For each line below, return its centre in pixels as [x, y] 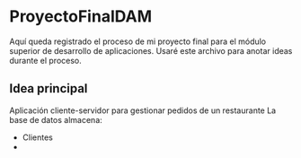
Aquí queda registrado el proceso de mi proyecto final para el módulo [138, 41]
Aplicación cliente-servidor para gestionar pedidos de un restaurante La [143, 110]
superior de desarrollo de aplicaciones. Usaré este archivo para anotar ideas [151, 50]
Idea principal [49, 88]
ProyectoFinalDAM [81, 17]
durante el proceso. [46, 60]
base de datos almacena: [56, 119]
